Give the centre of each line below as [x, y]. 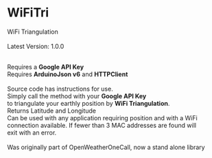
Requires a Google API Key [46, 67]
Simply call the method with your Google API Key [77, 96]
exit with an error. [32, 133]
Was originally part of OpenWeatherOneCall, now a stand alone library [106, 147]
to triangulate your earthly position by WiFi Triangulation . [89, 103]
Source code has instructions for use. [60, 89]
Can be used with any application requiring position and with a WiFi [102, 117]
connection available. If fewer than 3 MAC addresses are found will [102, 125]
